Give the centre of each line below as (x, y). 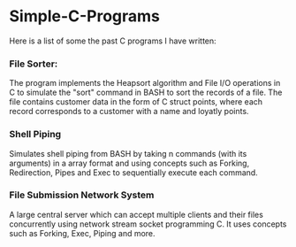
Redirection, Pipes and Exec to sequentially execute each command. (133, 172)
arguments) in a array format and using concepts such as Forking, (129, 163)
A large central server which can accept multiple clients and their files (136, 214)
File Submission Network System (82, 195)
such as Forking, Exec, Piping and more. (83, 233)
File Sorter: (34, 64)
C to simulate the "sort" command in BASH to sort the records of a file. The (146, 93)
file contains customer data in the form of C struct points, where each (136, 102)
